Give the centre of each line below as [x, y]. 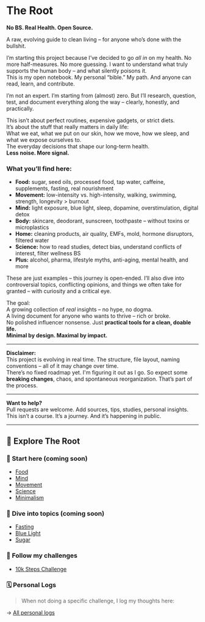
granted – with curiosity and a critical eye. [59, 291]
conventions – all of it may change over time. [63, 366]
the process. [22, 386]
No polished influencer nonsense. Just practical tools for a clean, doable [99, 323]
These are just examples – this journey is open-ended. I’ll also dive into [95, 278]
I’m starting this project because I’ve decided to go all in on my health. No [99, 57]
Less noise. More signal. [38, 153]
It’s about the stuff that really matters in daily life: [68, 126]
